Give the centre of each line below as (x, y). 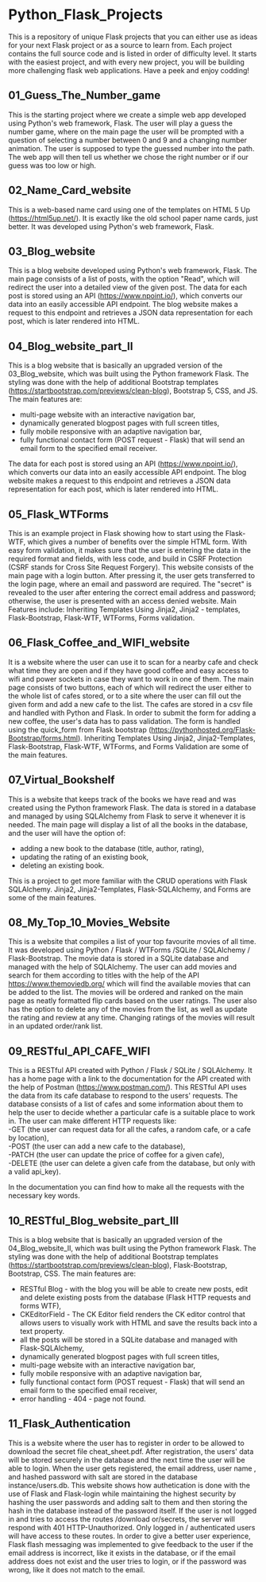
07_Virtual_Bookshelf (62, 780)
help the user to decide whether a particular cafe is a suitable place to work (132, 1113)
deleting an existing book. (62, 865)
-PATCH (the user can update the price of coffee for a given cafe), (116, 1155)
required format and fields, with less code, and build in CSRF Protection (125, 559)
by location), (29, 1138)
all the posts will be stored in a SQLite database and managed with (129, 1340)
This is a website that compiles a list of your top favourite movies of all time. (132, 942)
